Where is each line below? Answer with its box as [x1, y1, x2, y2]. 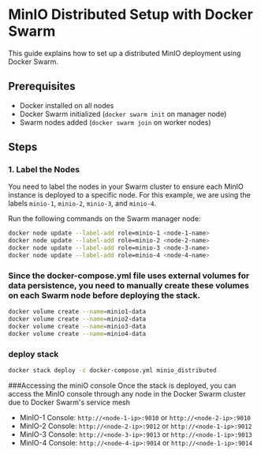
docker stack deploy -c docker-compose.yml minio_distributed [8, 367, 217, 374]
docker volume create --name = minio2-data [8, 315, 147, 323]
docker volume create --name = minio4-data [8, 329, 147, 337]
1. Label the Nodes [8, 164, 80, 175]
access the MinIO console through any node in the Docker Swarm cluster [8, 389, 246, 398]
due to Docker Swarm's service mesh [8, 397, 131, 407]
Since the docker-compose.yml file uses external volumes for [8, 270, 250, 281]
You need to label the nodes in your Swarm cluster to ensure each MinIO [8, 182, 244, 191]
